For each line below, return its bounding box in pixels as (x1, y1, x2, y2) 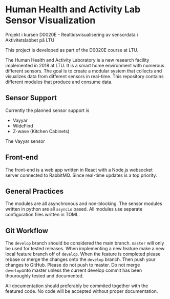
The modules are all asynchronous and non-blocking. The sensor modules (5, 200, 162, 207)
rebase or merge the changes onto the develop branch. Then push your (5, 256, 156, 263)
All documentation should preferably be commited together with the (5, 283, 148, 289)
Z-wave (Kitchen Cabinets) (12, 128, 70, 134)
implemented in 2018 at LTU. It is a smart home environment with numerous (5, 62, 165, 68)
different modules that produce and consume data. (5, 79, 113, 85)
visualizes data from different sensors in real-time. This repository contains (5, 73, 164, 79)
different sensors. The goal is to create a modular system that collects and (5, 68, 162, 74)
